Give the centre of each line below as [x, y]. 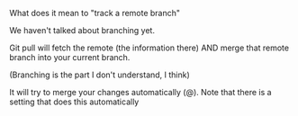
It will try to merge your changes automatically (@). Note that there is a [140, 92]
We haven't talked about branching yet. [82, 30]
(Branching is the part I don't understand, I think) [100, 75]
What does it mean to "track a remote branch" [95, 13]
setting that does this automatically [74, 102]
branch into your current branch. [70, 57]
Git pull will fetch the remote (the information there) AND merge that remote [149, 48]
